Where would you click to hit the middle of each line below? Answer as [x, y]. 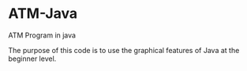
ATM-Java [43, 14]
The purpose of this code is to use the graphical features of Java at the [124, 50]
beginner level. [32, 59]
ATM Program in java [42, 35]
